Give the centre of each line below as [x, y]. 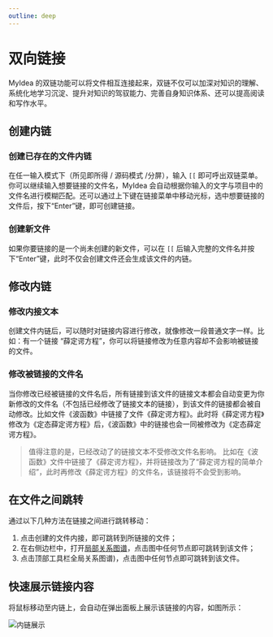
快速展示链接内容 [51, 586]
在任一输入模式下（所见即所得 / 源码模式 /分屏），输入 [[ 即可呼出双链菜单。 [135, 175]
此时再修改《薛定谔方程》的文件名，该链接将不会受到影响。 [145, 471]
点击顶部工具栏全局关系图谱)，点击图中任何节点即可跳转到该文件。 [132, 558]
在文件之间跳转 [46, 499]
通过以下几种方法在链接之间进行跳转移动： [80, 521]
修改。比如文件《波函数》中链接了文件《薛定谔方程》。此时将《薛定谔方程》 [140, 414]
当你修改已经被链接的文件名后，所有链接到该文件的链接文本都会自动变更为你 [136, 393]
